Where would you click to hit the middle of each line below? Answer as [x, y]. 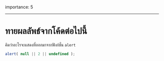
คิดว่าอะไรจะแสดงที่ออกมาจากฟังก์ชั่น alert [41, 45]
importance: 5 [19, 7]
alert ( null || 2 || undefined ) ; [40, 54]
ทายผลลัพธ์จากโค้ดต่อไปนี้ [46, 31]
